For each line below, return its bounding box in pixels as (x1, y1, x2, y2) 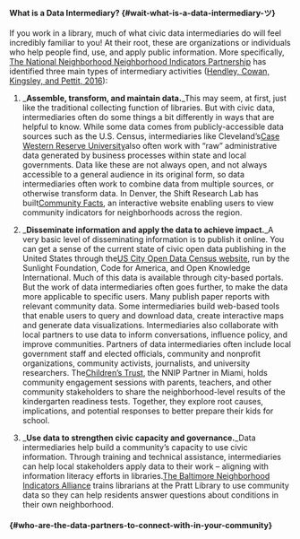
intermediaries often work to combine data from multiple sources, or (21, 178, 275, 189)
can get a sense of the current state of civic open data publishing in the (21, 244, 287, 255)
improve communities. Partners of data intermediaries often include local (21, 339, 291, 350)
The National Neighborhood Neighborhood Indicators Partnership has (9, 57, 267, 67)
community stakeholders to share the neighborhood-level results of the (21, 387, 286, 397)
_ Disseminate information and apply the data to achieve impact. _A (21, 224, 274, 236)
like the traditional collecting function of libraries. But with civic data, (21, 102, 276, 113)
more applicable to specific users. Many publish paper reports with (21, 291, 270, 302)
